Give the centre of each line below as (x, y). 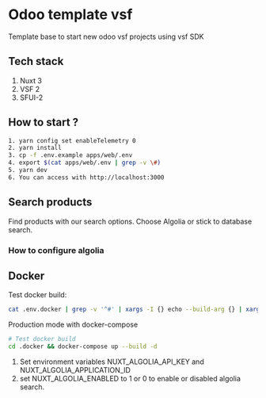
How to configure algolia (56, 250)
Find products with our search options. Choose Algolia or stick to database (130, 221)
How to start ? (44, 122)
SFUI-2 (31, 98)
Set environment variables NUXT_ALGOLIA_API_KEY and (112, 362)
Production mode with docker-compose (73, 325)
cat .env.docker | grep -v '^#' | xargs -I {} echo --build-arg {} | (125, 310)
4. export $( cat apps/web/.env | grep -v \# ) (84, 163)
